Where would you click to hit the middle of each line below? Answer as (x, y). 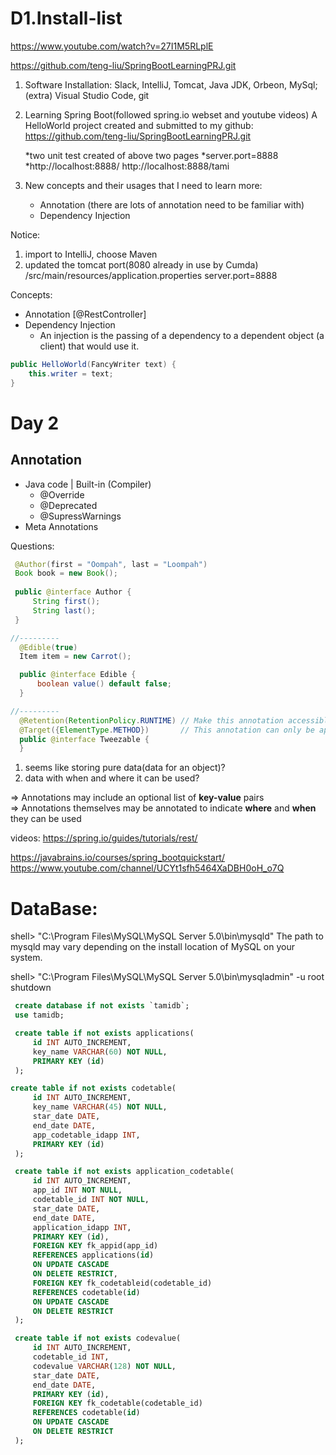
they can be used (46, 819)
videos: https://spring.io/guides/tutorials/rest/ (104, 838)
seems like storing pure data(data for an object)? (125, 768)
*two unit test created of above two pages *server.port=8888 (151, 155)
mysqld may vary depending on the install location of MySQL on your (152, 947)
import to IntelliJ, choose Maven (91, 254)
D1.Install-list (66, 18)
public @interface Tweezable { (84, 739)
